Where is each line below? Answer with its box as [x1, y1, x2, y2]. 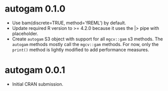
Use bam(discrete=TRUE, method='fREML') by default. [12, 20, 127, 26]
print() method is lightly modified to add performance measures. [12, 47, 149, 53]
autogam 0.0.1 [5, 64, 65, 76]
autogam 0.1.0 [5, 3, 66, 15]
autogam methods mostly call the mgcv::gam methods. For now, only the [12, 41, 159, 47]
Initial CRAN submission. [12, 81, 64, 87]
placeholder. [12, 30, 38, 36]
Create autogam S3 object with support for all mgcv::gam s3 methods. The [12, 36, 163, 42]
